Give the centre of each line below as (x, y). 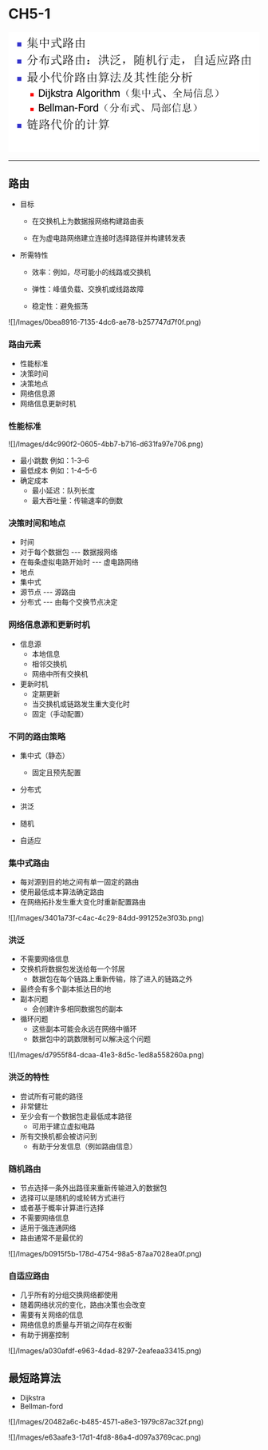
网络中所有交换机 (60, 673)
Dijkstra (32, 1398)
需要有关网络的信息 (51, 1315)
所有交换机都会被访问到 (58, 1136)
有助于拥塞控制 (44, 1335)
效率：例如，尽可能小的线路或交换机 (91, 272)
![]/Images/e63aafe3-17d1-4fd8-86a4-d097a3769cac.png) (105, 1437)
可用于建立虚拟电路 (63, 1126)
